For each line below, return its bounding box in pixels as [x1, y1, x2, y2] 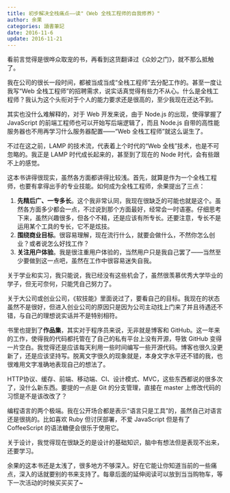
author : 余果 [7, 16, 42, 23]
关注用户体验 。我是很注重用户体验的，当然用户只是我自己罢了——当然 [16, 248, 216, 256]
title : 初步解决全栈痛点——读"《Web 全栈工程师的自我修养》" [7, 10, 161, 17]
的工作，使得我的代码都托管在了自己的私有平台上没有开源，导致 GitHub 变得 [7, 335, 222, 343]
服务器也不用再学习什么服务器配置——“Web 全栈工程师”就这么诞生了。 [7, 128, 207, 136]
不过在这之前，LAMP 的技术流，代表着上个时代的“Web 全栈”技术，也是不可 [7, 142, 220, 150]
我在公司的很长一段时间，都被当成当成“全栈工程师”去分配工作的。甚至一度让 [7, 78, 222, 86]
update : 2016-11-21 [7, 36, 63, 43]
